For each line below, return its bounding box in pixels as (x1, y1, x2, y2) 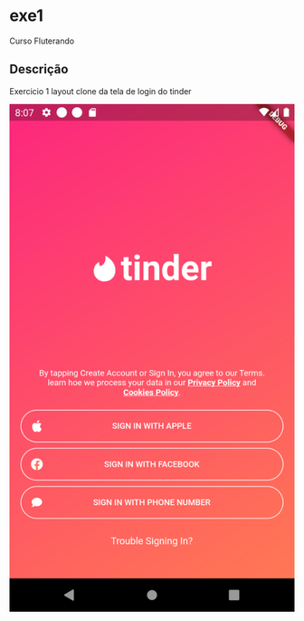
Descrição (9, 62, 69, 77)
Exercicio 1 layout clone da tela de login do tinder (9, 85, 192, 96)
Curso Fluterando (9, 35, 75, 46)
